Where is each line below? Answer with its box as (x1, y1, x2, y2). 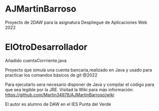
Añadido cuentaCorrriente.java (5, 57, 67, 63)
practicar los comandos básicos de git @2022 (5, 72, 98, 78)
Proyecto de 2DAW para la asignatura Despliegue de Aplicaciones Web (5, 19, 147, 25)
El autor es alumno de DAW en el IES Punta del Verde (5, 101, 111, 107)
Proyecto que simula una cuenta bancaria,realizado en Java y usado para (5, 67, 152, 73)
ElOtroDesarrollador (5, 42, 88, 53)
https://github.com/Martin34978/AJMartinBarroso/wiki (5, 92, 114, 97)
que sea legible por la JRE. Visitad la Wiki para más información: (5, 86, 134, 93)
